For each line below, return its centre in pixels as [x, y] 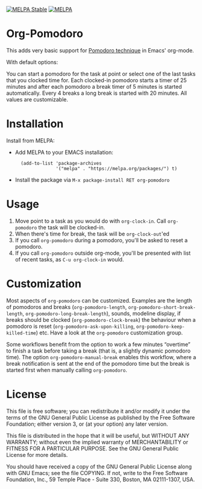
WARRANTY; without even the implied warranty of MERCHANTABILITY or [97, 442]
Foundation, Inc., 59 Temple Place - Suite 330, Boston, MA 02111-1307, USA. [100, 479]
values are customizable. [37, 99]
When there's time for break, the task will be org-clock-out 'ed [92, 234]
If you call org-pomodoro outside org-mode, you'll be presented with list [103, 253]
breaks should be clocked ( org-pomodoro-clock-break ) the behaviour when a [101, 319]
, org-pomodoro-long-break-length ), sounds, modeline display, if [101, 313]
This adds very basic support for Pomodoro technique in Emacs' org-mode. [100, 50]
